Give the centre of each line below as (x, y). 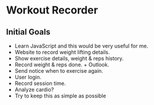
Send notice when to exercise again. (59, 71)
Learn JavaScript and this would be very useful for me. (81, 46)
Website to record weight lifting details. (62, 52)
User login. (28, 77)
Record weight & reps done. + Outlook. (62, 65)
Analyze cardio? (34, 89)
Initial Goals (28, 32)
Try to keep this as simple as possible (60, 96)
